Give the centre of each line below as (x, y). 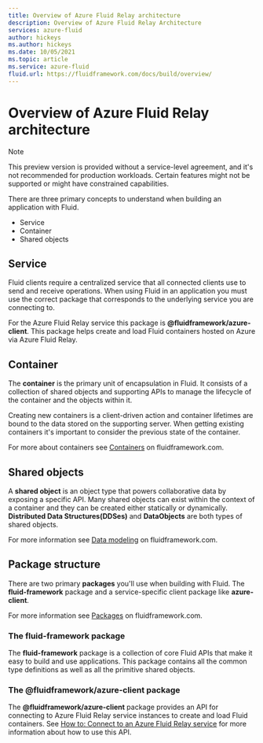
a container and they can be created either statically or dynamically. (118, 508)
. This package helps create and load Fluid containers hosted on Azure (141, 331)
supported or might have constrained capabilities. (89, 183)
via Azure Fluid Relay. (43, 340)
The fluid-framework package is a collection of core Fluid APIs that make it (130, 653)
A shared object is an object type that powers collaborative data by (117, 491)
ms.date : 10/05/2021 (42, 52)
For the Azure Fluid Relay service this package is (87, 323)
